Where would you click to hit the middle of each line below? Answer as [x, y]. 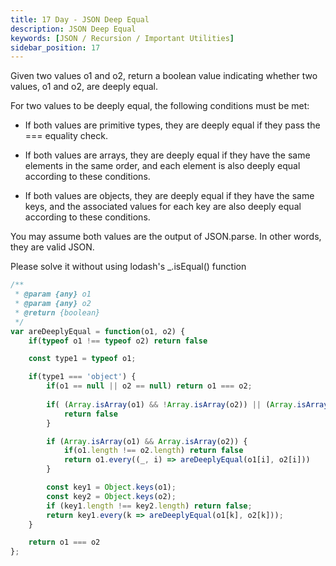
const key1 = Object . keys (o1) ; [111, 487]
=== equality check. [66, 136]
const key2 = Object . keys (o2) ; [111, 496]
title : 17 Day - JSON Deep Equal [80, 19]
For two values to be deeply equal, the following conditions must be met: [160, 106]
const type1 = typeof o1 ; [82, 359]
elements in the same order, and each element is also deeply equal [162, 166]
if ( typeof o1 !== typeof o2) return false [118, 341]
